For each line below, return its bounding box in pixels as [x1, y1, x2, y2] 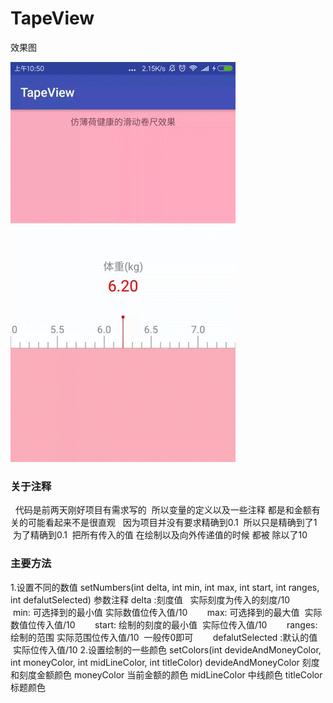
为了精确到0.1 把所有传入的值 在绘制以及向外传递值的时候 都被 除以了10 [12, 529, 308, 541]
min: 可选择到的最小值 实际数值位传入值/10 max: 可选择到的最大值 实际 [12, 606, 323, 618]
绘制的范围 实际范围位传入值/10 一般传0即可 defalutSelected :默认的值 [10, 631, 318, 643]
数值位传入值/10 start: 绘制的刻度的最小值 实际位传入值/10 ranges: [10, 618, 318, 631]
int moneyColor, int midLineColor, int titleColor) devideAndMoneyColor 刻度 [10, 656, 320, 668]
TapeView [10, 7, 95, 30]
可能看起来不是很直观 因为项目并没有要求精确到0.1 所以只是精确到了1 [27, 517, 318, 529]
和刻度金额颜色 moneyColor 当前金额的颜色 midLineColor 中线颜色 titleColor [10, 668, 323, 681]
